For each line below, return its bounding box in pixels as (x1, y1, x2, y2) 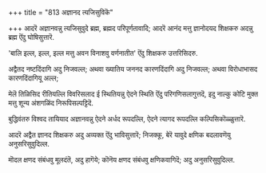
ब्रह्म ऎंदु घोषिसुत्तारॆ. (8, 33, 54, 41)
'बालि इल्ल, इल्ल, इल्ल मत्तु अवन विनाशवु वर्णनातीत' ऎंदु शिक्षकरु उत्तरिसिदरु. (8, 49, 198, 57)
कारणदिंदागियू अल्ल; (8, 73, 59, 83)
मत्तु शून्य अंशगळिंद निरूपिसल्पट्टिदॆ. (8, 98, 94, 108)
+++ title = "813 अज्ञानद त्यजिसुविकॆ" (8, 8, 113, 17)
